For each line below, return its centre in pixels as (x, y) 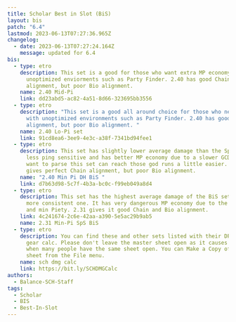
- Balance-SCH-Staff (44, 282)
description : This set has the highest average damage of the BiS (119, 197)
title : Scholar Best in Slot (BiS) (59, 14)
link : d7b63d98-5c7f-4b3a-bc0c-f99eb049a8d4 (86, 183)
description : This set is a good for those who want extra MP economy (125, 72)
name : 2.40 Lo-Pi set (51, 131)
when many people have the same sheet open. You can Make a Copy (123, 249)
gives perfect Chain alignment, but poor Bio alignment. (111, 170)
